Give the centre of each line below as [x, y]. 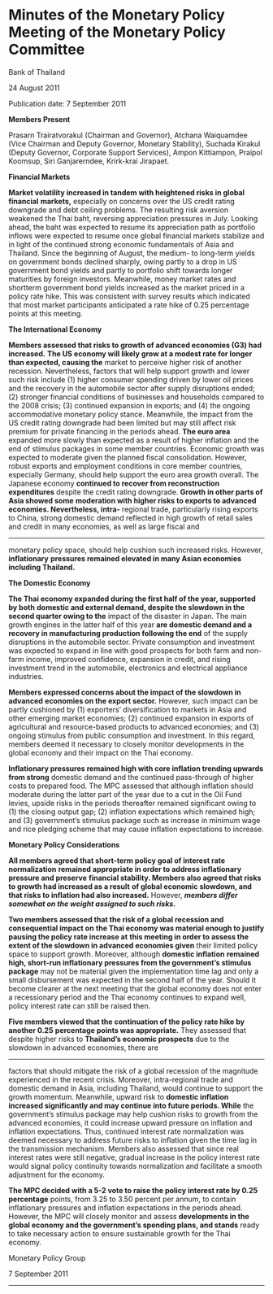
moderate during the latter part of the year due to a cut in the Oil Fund [125, 794]
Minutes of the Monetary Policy [117, 15]
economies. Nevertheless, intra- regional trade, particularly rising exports [133, 509]
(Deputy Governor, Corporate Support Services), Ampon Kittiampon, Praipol [135, 152]
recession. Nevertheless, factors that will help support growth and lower [129, 371]
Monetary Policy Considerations [64, 844]
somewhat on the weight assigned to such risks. [92, 904]
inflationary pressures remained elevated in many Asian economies [125, 558]
